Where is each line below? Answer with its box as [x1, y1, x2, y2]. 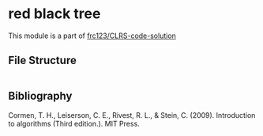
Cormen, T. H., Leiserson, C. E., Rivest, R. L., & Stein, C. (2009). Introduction [8, 110, 256, 119]
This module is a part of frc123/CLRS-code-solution [8, 31, 176, 40]
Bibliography [8, 89, 73, 103]
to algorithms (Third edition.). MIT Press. [8, 119, 140, 128]
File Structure [8, 54, 77, 67]
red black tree [8, 5, 101, 23]
